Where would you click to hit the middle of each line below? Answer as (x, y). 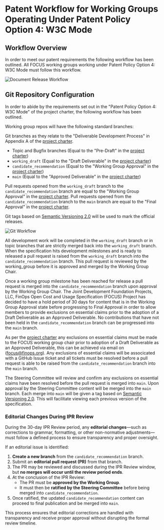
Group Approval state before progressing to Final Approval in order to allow (81, 307)
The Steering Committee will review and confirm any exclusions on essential (82, 378)
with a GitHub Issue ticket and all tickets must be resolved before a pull (76, 358)
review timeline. (21, 523)
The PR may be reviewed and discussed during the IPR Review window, (84, 467)
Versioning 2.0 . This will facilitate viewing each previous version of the (76, 398)
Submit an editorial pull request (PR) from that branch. (67, 462)
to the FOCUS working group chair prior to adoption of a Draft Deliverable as (82, 342)
